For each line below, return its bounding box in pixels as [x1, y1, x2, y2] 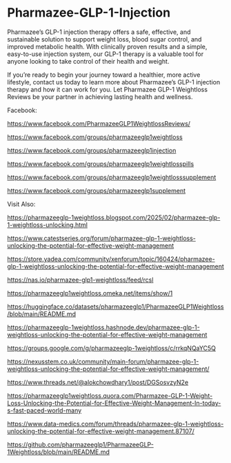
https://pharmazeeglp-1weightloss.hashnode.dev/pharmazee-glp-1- [7, 323, 200, 332]
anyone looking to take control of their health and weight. [7, 57, 170, 65]
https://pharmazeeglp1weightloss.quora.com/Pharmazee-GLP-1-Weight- [7, 391, 213, 399]
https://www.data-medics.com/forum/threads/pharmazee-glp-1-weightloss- [7, 419, 224, 428]
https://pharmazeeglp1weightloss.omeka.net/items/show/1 [7, 289, 173, 297]
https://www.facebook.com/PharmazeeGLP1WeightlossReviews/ [7, 119, 191, 127]
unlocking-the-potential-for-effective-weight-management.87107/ [7, 427, 195, 435]
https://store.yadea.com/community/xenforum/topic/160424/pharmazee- [7, 255, 215, 263]
